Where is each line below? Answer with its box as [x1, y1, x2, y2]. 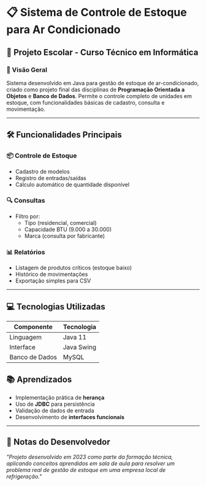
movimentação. [6, 105, 46, 113]
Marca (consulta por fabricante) [24, 232, 105, 240]
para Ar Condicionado [6, 23, 121, 37]
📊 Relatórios [6, 248, 45, 256]
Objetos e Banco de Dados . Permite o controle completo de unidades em [6, 92, 192, 99]
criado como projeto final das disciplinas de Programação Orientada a [6, 86, 185, 93]
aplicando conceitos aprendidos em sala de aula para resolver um [6, 460, 175, 467]
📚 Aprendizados [6, 374, 72, 385]
